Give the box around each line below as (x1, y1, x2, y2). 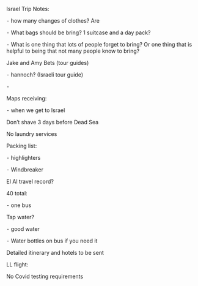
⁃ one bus (6, 201, 32, 209)
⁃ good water (6, 225, 40, 232)
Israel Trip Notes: (6, 6, 50, 12)
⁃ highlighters (6, 154, 41, 161)
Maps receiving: (6, 95, 47, 102)
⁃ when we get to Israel (6, 107, 65, 114)
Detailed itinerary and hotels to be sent (6, 249, 104, 256)
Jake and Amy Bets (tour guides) (6, 59, 89, 66)
